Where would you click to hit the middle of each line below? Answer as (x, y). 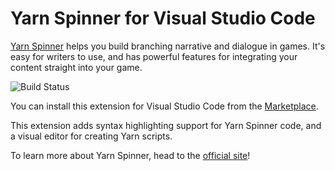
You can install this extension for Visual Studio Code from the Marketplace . (164, 106)
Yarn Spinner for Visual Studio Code (163, 18)
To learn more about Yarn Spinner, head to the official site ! (130, 155)
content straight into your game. (76, 67)
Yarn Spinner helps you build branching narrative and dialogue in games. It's (168, 46)
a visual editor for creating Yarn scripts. (91, 136)
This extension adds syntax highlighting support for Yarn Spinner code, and (166, 125)
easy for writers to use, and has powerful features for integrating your (154, 56)
